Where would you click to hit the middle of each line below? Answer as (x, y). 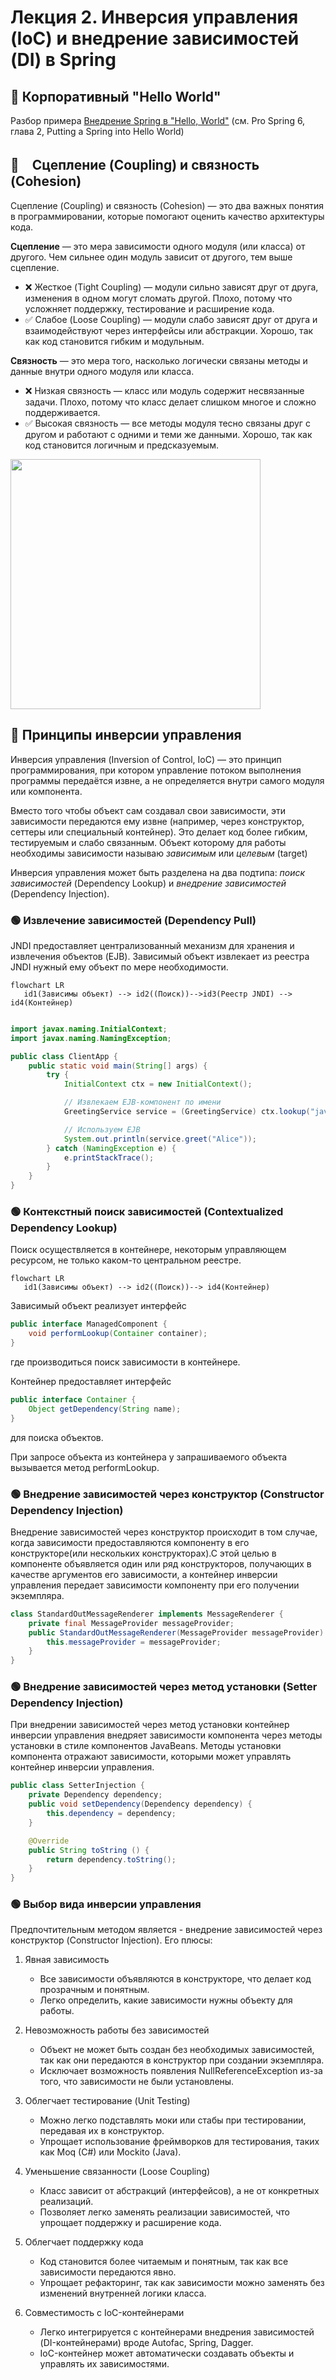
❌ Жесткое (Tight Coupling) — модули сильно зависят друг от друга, (171, 287)
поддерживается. (62, 412)
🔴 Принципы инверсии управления (126, 735)
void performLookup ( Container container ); (118, 1334)
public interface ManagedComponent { (89, 1324)
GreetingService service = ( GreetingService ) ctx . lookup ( (187, 1112)
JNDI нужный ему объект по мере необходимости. (119, 967)
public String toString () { (89, 1850)
